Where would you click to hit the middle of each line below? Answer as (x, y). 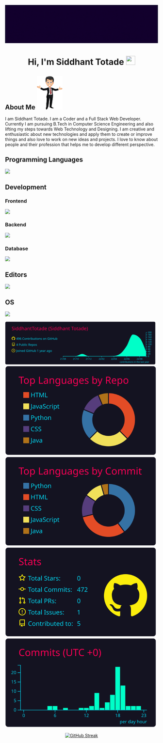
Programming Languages (44, 160)
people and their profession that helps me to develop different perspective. (80, 144)
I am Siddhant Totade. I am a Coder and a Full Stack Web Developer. (73, 119)
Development (26, 187)
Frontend (16, 201)
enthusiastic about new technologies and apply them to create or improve (79, 134)
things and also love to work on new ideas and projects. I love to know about (81, 139)
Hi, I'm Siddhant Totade (76, 62)
